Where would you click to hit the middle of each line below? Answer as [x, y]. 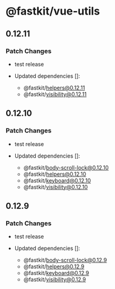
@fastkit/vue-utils [53, 11]
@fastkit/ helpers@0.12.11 [54, 88]
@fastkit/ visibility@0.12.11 [55, 94]
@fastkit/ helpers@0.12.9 [54, 266]
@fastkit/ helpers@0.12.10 [55, 174]
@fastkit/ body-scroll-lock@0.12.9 [65, 260]
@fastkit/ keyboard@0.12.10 [57, 180]
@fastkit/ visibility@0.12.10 [56, 187]
